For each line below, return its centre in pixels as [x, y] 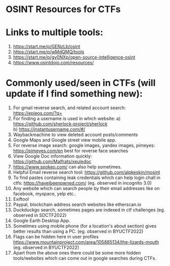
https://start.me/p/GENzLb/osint [47, 47]
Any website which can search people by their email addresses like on [86, 189]
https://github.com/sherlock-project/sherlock [60, 124]
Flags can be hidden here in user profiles [56, 237]
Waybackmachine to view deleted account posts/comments [75, 135]
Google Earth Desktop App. [41, 220]
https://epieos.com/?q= [38, 113]
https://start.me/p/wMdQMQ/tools [49, 52]
